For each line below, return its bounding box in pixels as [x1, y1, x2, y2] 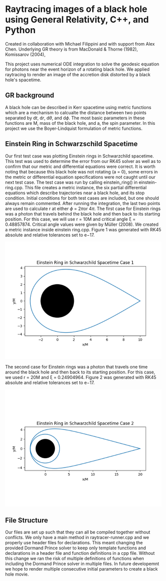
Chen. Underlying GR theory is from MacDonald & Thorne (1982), [5, 46, 138, 52]
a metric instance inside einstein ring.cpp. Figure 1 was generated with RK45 [5, 226, 162, 232]
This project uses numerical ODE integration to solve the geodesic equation [5, 61, 160, 67]
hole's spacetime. [5, 77, 42, 83]
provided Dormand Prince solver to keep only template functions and [5, 545, 146, 551]
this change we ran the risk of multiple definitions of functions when [5, 556, 145, 562]
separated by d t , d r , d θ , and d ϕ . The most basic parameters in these [5, 115, 145, 121]
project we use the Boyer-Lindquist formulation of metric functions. [5, 125, 143, 131]
